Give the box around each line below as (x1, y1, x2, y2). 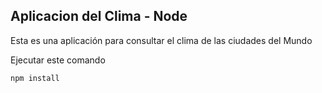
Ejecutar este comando (10, 54, 106, 66)
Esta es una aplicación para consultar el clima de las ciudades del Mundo (10, 34, 313, 46)
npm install (10, 73, 60, 83)
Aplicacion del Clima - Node (10, 8, 188, 25)
